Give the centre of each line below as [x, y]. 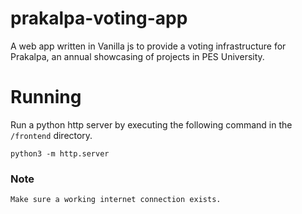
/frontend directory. [51, 135]
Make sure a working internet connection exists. [116, 200]
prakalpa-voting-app [99, 18]
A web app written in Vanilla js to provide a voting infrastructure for [148, 46]
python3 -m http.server [60, 153]
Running [46, 97]
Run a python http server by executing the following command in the [151, 124]
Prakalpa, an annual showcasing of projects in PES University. [137, 56]
